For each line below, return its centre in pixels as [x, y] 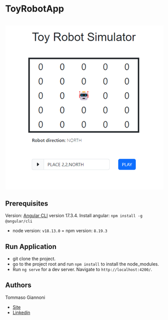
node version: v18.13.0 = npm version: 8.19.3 [60, 231]
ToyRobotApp [35, 9]
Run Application [31, 247]
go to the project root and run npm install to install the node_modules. [86, 264]
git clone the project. [34, 259]
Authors [18, 285]
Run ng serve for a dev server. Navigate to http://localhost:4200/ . [82, 270]
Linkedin [21, 312]
